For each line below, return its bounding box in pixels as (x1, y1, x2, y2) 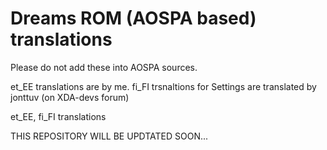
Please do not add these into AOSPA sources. (10, 61, 198, 73)
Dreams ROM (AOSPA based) (10, 7, 257, 30)
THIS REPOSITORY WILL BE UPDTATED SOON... (10, 130, 209, 142)
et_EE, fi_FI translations (10, 110, 107, 122)
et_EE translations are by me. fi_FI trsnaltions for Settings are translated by (10, 80, 317, 92)
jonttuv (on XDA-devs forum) (10, 91, 130, 103)
